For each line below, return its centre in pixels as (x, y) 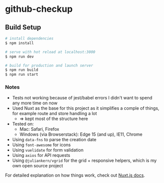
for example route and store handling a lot (55, 114)
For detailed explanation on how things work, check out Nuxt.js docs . (75, 175)
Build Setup (23, 27)
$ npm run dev (20, 57)
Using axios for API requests (41, 155)
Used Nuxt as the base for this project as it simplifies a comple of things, (86, 108)
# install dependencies (29, 38)
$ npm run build (22, 70)
